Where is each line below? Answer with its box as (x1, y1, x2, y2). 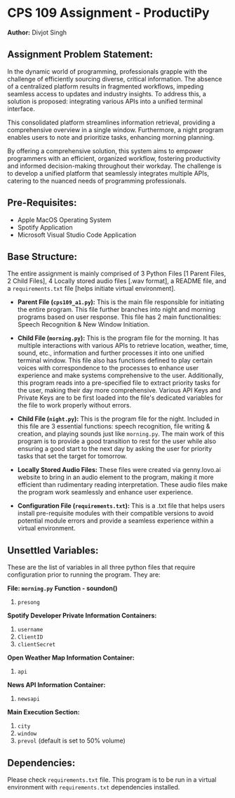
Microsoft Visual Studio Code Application (17, 230, 137, 239)
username (17, 627, 43, 634)
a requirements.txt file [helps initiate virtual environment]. (7, 284, 176, 293)
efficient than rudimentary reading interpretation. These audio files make (17, 480, 228, 489)
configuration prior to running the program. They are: (7, 570, 161, 579)
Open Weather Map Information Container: (7, 653, 135, 662)
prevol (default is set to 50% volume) (17, 736, 126, 745)
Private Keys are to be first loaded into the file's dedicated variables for (17, 393, 223, 402)
